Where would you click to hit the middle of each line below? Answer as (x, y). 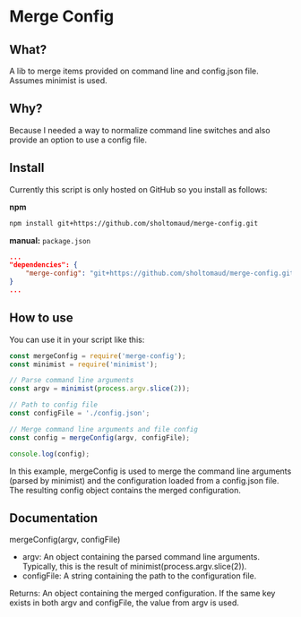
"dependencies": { (43, 265)
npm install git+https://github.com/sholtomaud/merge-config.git (133, 223)
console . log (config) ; (50, 454)
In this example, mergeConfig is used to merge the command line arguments (150, 471)
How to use (41, 318)
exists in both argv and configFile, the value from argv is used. (124, 603)
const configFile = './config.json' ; (80, 414)
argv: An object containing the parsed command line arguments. (141, 557)
